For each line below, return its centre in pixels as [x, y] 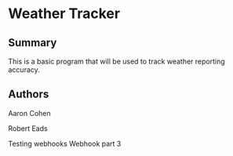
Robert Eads [28, 128]
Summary [33, 43]
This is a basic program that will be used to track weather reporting [116, 61]
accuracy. [24, 70]
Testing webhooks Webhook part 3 [65, 143]
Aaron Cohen [29, 113]
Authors [29, 94]
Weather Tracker [64, 14]
